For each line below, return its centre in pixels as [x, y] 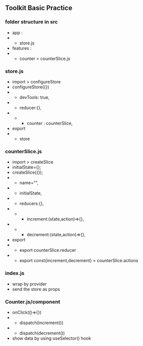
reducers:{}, [31, 204]
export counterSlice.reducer [48, 250]
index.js [15, 273]
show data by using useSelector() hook [51, 338]
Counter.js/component [33, 302]
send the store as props [36, 289]
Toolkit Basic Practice [39, 8]
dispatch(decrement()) [42, 333]
